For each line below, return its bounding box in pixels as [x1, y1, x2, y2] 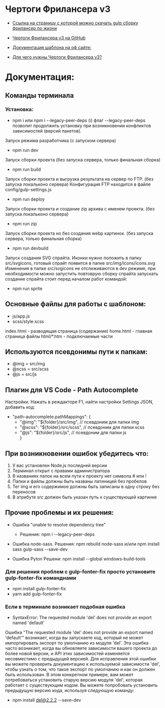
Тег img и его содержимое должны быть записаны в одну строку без [12, 484, 160, 490]
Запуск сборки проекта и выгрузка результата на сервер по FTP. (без [5, 176, 154, 182]
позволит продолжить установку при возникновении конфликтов [12, 123, 151, 129]
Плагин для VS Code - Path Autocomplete [5, 386, 139, 394]
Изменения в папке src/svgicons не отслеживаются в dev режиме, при [5, 265, 156, 271]
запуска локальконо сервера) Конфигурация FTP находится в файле [5, 181, 151, 187]
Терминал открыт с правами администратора [12, 468, 110, 474]
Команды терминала [5, 91, 74, 100]
